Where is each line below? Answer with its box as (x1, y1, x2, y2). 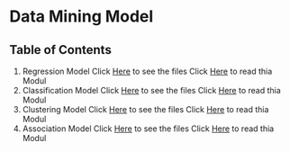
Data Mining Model (9, 6, 154, 27)
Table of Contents (9, 42, 113, 58)
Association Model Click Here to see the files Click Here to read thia (22, 123, 275, 134)
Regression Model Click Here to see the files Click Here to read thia (22, 66, 273, 76)
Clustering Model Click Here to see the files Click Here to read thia (22, 104, 269, 114)
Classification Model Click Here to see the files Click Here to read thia (22, 85, 281, 95)
